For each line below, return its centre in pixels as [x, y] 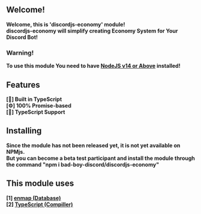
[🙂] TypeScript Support [36, 112]
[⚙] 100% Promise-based [39, 105]
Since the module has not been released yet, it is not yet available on [93, 145]
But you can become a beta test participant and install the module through [100, 158]
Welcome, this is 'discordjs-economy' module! [66, 24]
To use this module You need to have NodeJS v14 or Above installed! [94, 66]
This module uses [40, 184]
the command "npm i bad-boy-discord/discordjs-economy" [83, 164]
